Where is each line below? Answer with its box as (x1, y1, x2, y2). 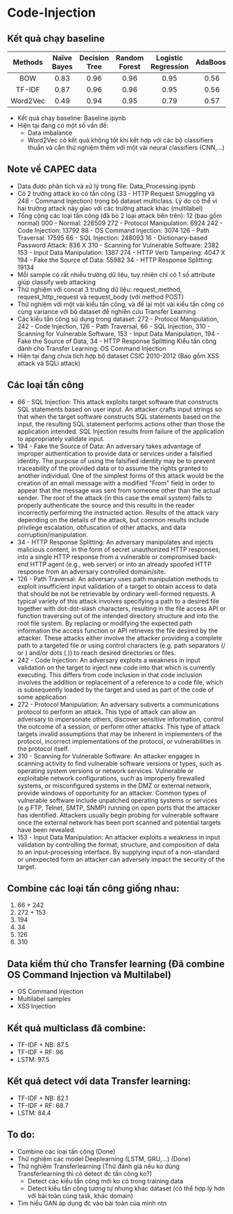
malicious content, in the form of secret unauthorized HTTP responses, (17, 545, 221, 554)
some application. (17, 692, 69, 701)
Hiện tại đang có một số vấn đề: (17, 122, 109, 129)
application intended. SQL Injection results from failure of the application (17, 427, 225, 435)
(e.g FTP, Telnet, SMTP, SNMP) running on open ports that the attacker (17, 804, 221, 812)
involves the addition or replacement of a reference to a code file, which (17, 678, 223, 686)
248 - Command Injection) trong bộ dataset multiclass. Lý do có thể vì (17, 197, 218, 205)
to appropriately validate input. (17, 434, 105, 442)
